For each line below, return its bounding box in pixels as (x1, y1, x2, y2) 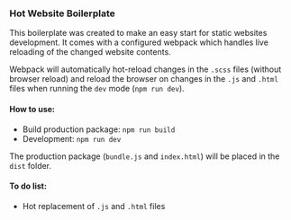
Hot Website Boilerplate (9, 7, 115, 20)
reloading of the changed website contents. (9, 47, 171, 57)
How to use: (9, 103, 56, 114)
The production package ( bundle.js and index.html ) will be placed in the (9, 151, 280, 162)
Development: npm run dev (22, 133, 122, 144)
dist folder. (9, 160, 52, 171)
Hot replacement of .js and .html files (22, 200, 166, 211)
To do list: (9, 180, 48, 191)
